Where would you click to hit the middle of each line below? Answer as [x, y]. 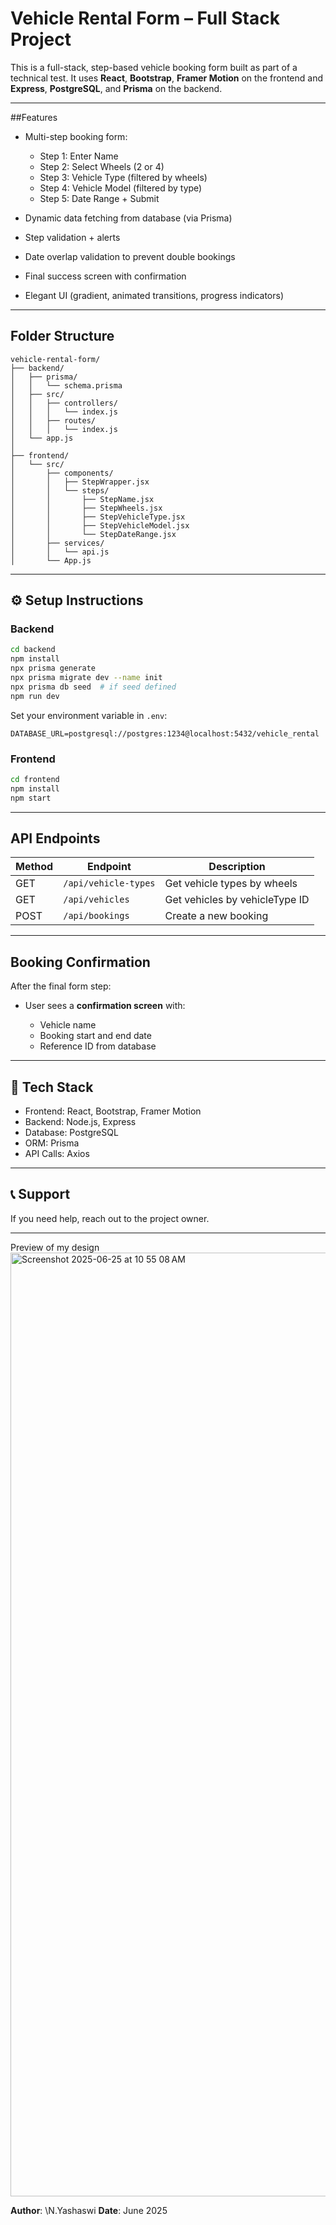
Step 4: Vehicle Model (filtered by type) [121, 188]
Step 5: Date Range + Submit [99, 198]
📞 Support [40, 1194]
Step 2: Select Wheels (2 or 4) [102, 166]
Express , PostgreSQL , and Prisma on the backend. [116, 88]
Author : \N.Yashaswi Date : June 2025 [89, 2210]
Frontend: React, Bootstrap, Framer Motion [113, 1111]
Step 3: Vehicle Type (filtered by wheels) [123, 177]
